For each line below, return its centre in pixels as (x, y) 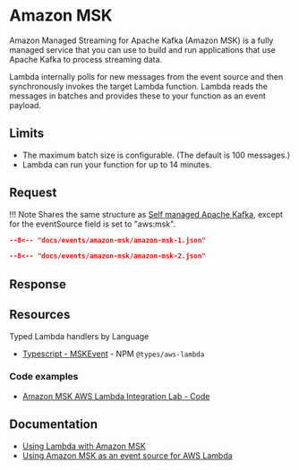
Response (38, 284)
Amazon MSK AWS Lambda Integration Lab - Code (116, 396)
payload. (26, 105)
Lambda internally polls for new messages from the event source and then (146, 76)
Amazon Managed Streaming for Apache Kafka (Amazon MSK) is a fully (141, 40)
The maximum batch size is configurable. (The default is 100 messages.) (156, 155)
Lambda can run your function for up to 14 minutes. (117, 164)
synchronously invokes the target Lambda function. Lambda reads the (139, 86)
